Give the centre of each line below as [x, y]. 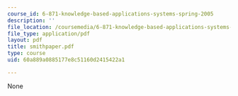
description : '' [31, 20]
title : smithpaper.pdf [41, 47]
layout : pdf [25, 40]
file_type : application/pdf [49, 34]
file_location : [30, 27]
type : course [27, 54]
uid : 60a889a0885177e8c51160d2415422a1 [66, 60]
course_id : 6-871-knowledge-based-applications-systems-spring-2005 [110, 14]
